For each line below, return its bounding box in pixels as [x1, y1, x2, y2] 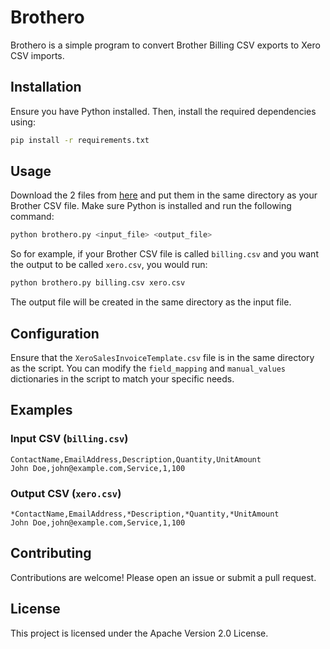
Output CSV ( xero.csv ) [10, 486, 122, 500]
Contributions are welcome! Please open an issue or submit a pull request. [10, 571, 317, 583]
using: [10, 116, 36, 128]
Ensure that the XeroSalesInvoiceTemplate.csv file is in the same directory [10, 352, 315, 363]
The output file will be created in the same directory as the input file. [10, 296, 292, 308]
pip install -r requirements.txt [10, 135, 150, 145]
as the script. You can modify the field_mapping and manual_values [10, 362, 287, 374]
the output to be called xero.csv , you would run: [10, 259, 208, 271]
